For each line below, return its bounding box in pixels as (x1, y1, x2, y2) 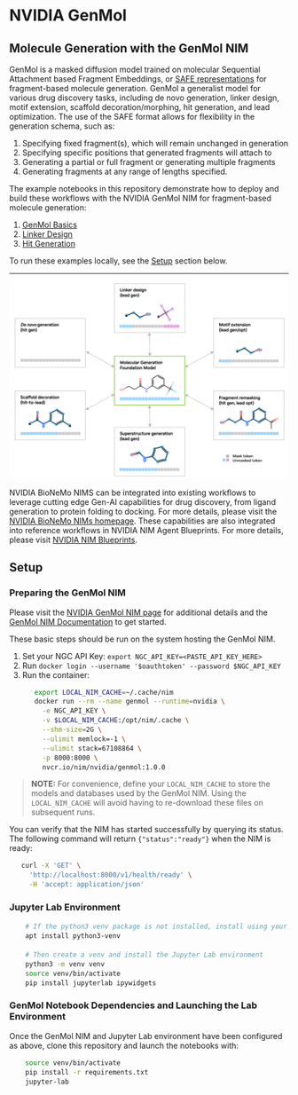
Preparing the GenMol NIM (9, 587, 127, 599)
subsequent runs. (30, 807, 96, 817)
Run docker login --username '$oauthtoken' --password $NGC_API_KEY (21, 660, 281, 671)
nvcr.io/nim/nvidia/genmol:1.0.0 (42, 762, 166, 772)
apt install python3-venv (25, 932, 122, 941)
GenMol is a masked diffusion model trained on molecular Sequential (9, 64, 261, 75)
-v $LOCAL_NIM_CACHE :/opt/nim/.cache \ (42, 716, 190, 725)
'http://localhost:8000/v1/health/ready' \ (28, 870, 192, 879)
